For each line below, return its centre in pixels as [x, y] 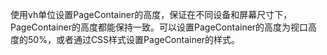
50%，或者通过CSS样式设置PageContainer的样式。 [134, 39]
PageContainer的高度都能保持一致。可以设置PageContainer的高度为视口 [159, 27]
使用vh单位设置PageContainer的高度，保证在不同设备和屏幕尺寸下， [151, 14]
